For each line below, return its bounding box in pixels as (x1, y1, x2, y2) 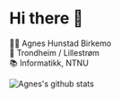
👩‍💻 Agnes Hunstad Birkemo (9, 38, 112, 49)
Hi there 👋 (9, 8, 83, 29)
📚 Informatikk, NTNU (9, 58, 90, 68)
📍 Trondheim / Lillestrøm (9, 47, 100, 58)
